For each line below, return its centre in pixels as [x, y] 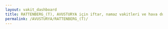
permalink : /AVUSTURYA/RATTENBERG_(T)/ [47, 19]
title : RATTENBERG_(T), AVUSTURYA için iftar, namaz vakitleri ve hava [81, 14]
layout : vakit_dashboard [31, 10]
